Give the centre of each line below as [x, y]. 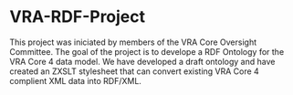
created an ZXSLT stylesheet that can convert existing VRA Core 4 [135, 71]
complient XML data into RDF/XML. [75, 80]
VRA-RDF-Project [78, 17]
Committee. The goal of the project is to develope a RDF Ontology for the [147, 51]
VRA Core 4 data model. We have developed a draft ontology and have [142, 61]
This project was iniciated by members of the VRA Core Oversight [133, 42]
